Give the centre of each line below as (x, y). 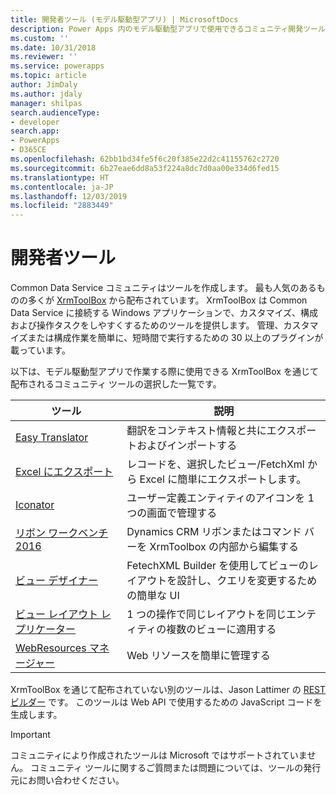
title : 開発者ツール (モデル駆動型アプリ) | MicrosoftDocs (124, 19)
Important (30, 735)
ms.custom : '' (40, 38)
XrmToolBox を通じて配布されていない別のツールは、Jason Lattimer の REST (168, 690)
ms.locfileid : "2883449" (62, 206)
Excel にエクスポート (64, 472)
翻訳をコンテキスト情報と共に (196, 431)
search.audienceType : (55, 112)
